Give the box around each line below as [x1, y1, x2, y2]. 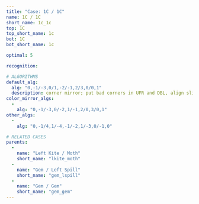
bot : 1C [6, 36, 25, 42]
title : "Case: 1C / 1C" [6, 8, 65, 15]
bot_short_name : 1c [6, 42, 54, 48]
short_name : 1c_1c [6, 20, 52, 25]
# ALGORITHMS [6, 73, 38, 80]
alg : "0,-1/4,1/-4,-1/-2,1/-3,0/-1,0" [17, 123, 113, 129]
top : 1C [6, 25, 25, 31]
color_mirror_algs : [6, 96, 54, 102]
